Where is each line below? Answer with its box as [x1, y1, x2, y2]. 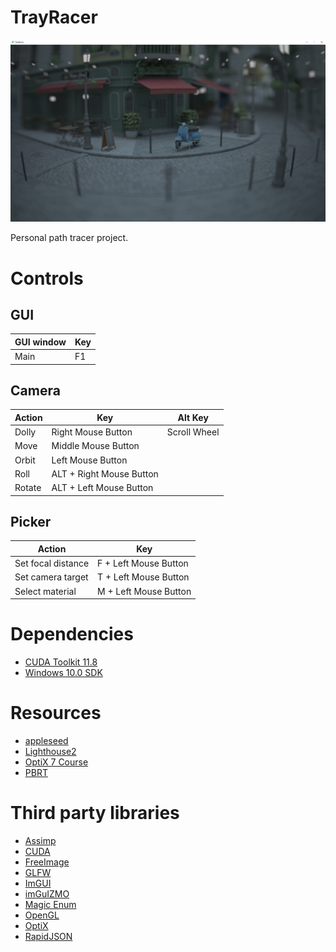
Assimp [24, 835, 57, 846]
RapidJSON [24, 931, 73, 942]
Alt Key [177, 411, 209, 423]
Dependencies [10, 623, 134, 646]
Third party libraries [10, 802, 180, 825]
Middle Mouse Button [51, 440, 140, 452]
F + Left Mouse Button [97, 557, 189, 570]
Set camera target [14, 571, 89, 583]
